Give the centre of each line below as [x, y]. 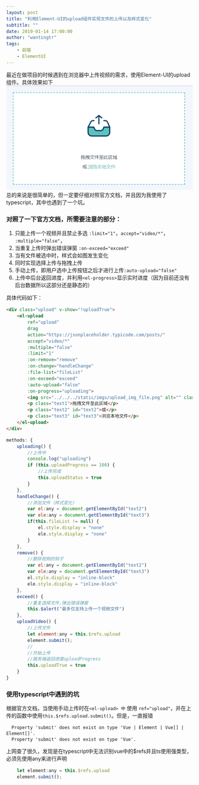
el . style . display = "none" [71, 528]
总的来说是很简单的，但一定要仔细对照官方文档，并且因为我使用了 [86, 195]
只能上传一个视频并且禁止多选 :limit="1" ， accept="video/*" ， [92, 233]
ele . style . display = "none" [73, 534]
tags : [13, 44]
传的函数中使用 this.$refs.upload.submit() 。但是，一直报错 [80, 716]
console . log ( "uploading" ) [60, 459]
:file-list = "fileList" [55, 373]
